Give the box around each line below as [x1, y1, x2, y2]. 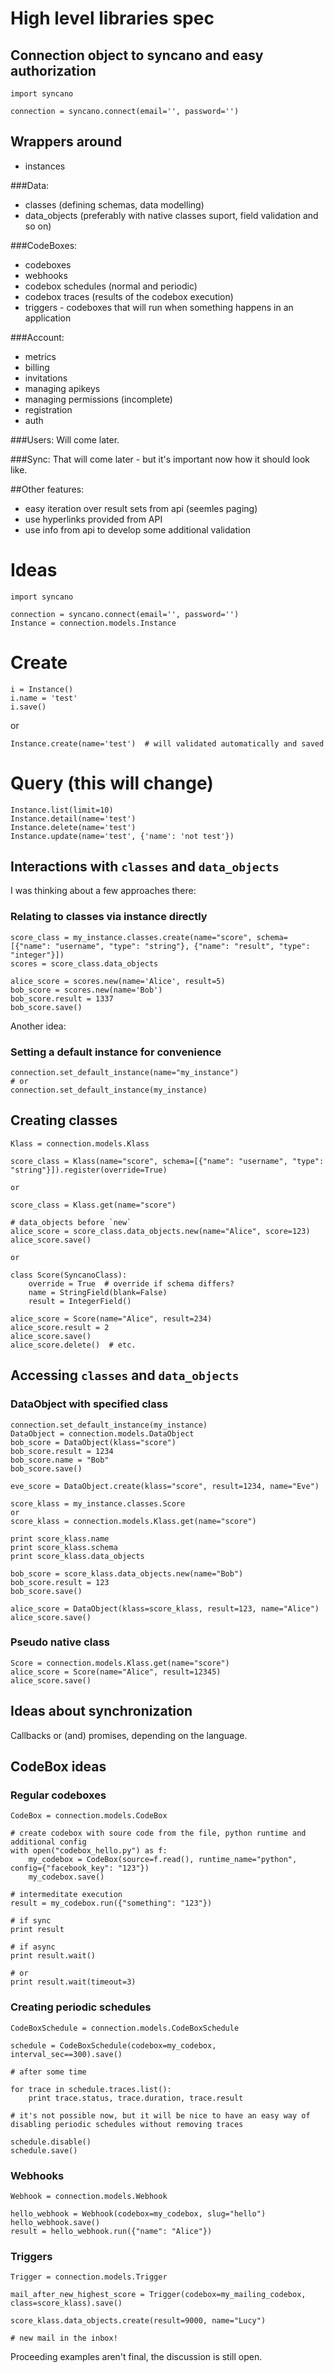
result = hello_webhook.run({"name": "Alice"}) [10, 2226, 213, 2236]
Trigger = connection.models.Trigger [10, 2272, 168, 2282]
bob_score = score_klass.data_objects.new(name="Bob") [10, 1568, 244, 1579]
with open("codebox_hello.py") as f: [10, 1846, 168, 1856]
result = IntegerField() [28, 1296, 132, 1306]
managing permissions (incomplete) [24, 393, 173, 405]
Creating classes [10, 1112, 118, 1129]
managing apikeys [24, 382, 101, 394]
